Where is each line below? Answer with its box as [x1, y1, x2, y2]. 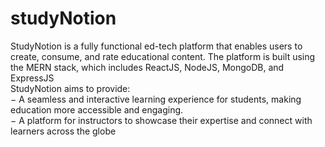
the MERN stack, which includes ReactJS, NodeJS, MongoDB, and [10, 61, 285, 73]
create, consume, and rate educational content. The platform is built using [10, 50, 316, 62]
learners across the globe [10, 125, 117, 137]
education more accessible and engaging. [10, 103, 184, 116]
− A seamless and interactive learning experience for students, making [10, 93, 302, 105]
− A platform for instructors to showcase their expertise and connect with [10, 114, 313, 126]
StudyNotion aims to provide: [10, 82, 131, 94]
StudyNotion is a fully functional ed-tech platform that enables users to [10, 40, 303, 52]
